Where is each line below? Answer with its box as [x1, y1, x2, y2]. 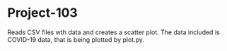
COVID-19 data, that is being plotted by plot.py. [7, 35, 145, 43]
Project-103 [7, 5, 78, 21]
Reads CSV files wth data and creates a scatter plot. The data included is [7, 28, 221, 36]
